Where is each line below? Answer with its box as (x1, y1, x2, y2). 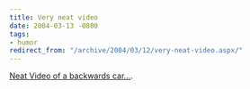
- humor (9, 37, 39, 47)
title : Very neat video (9, 12, 99, 22)
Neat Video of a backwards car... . (9, 70, 133, 81)
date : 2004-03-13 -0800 (9, 21, 99, 30)
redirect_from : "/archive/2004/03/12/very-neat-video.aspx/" (9, 46, 244, 55)
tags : (9, 29, 30, 38)
